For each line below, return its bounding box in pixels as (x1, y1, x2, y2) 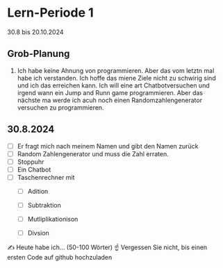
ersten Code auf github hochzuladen (7, 253, 113, 262)
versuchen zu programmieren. (17, 103, 104, 112)
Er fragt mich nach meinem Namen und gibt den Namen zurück (17, 142, 199, 150)
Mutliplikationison (27, 215, 79, 223)
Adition (27, 187, 49, 195)
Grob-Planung (7, 48, 70, 60)
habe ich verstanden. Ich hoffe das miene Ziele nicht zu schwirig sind (17, 74, 217, 82)
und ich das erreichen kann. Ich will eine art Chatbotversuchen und (17, 81, 210, 90)
